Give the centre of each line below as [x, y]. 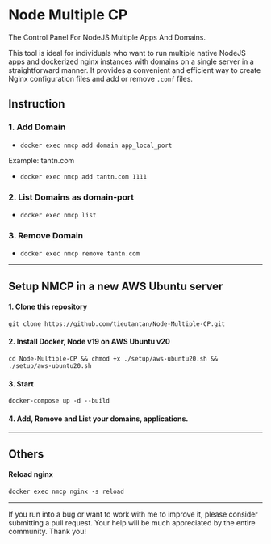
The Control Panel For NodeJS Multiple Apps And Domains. [107, 37]
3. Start [21, 384]
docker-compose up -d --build [59, 401]
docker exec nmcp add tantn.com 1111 [83, 177]
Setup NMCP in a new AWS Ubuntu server [116, 286]
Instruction [37, 104]
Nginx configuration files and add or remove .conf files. [101, 78]
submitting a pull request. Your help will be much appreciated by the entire [132, 523]
